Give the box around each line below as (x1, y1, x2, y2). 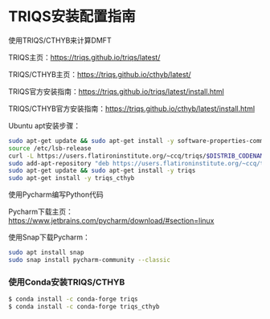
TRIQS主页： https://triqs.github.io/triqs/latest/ (8, 52, 161, 62)
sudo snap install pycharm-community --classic (8, 256, 171, 264)
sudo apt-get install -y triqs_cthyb (8, 174, 135, 182)
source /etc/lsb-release (8, 144, 92, 153)
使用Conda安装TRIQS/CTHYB (8, 276, 125, 288)
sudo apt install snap (8, 248, 84, 257)
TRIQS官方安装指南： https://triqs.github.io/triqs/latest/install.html (8, 86, 225, 96)
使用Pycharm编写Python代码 (8, 190, 104, 199)
